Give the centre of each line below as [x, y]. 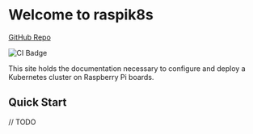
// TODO [22, 122]
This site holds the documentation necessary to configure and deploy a [127, 68]
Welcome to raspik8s [81, 15]
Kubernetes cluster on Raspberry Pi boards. [81, 77]
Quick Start [38, 103]
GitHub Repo [30, 37]
